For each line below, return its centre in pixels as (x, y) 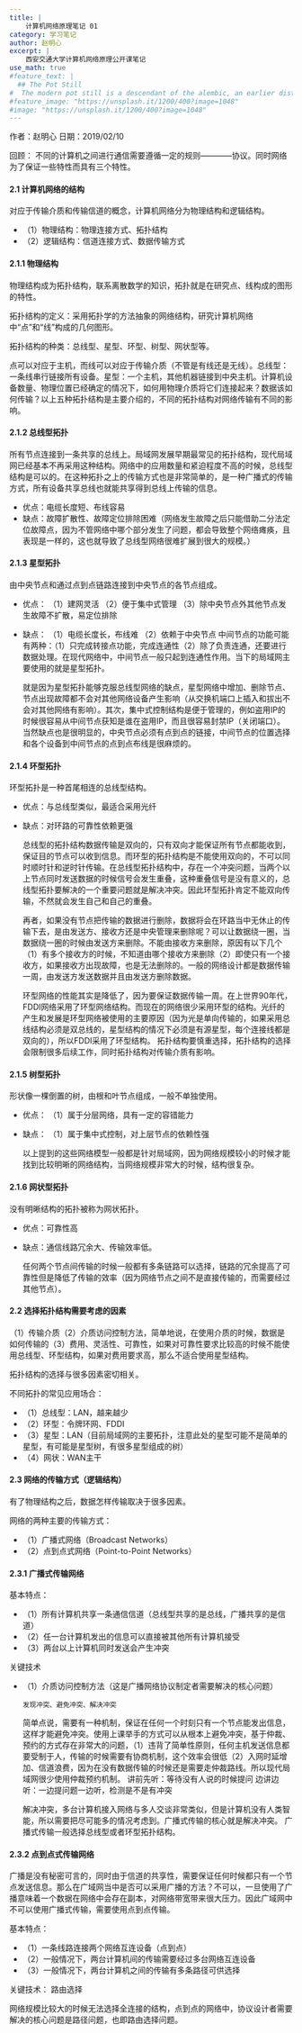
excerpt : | (30, 51)
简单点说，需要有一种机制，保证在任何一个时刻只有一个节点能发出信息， (156, 1723)
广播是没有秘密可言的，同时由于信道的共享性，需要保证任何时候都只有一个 (147, 1876)
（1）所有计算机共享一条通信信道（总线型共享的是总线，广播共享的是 (150, 1614)
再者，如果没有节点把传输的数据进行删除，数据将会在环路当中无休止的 (152, 920)
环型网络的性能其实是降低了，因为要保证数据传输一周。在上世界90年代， (157, 996)
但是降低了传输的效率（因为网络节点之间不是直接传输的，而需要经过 (164, 1277)
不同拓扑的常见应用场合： (57, 1393)
